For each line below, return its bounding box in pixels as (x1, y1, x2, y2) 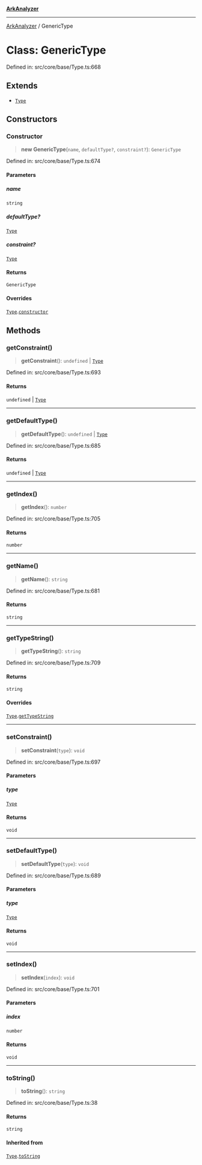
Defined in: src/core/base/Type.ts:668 (6, 63, 101, 70)
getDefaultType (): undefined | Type (20, 430, 108, 437)
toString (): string (20, 1087, 65, 1095)
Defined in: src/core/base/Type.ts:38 (6, 1099, 98, 1106)
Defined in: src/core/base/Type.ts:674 (6, 158, 101, 165)
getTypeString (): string (20, 647, 81, 655)
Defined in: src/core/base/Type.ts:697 (6, 758, 101, 765)
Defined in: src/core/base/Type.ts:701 (6, 985, 100, 992)
